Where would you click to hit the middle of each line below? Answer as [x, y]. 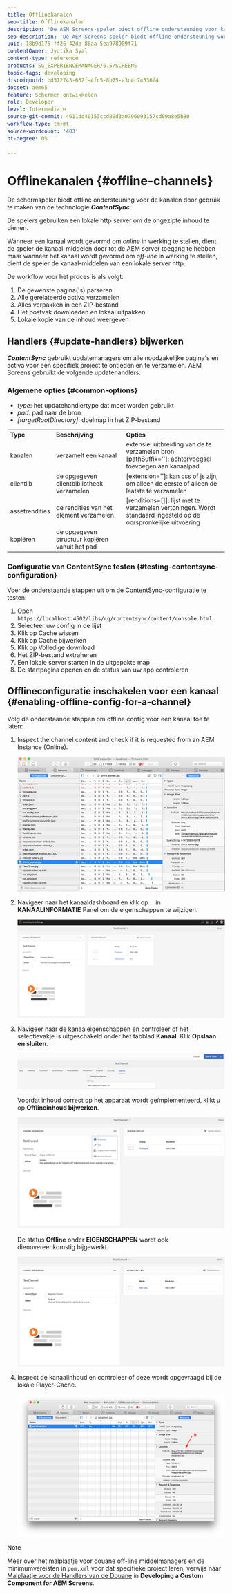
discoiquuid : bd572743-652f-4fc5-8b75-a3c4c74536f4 [83, 80]
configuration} [32, 575]
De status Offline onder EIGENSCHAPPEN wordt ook [93, 1240]
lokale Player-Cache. [47, 1385]
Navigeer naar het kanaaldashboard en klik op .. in [89, 902]
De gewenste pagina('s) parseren [65, 290]
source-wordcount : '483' [43, 131]
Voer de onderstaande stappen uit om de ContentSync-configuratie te [107, 590]
